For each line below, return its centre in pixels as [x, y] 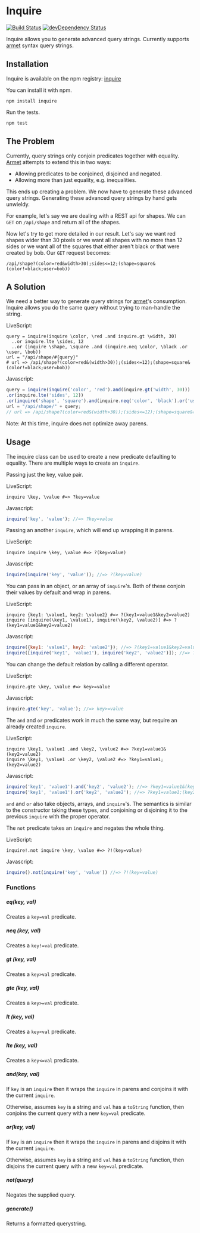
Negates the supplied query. [41, 1195]
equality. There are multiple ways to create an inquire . [73, 463]
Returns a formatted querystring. [46, 1223]
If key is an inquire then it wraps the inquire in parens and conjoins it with [97, 1089]
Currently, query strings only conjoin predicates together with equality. [93, 156]
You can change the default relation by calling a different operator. [87, 665]
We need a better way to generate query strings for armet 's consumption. [97, 301]
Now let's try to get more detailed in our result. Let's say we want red [91, 233]
